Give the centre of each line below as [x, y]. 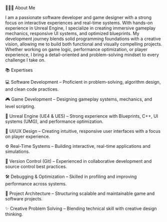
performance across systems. [36, 184]
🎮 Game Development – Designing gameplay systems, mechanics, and [79, 99]
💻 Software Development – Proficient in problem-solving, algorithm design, [83, 82]
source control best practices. [36, 166]
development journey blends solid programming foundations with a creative [83, 39]
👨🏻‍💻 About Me [20, 8]
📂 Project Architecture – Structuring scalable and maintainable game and [80, 193]
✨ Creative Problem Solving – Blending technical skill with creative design [81, 208]
